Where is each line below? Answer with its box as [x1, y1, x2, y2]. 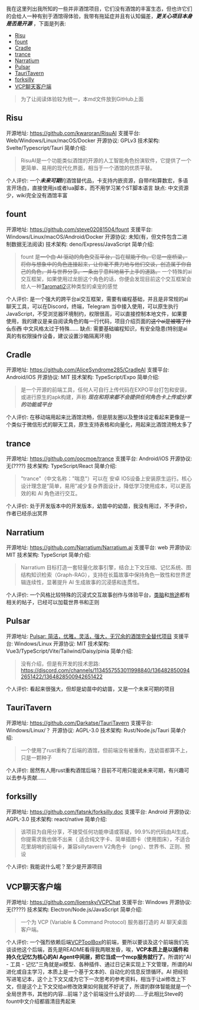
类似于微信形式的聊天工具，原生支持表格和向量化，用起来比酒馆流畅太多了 [11, 421, 193, 428]
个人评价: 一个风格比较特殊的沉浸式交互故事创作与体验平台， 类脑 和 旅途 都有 [6, 591, 190, 598]
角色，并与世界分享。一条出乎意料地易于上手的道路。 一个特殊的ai [31, 268, 192, 275]
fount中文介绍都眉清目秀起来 [6, 998, 76, 1005]
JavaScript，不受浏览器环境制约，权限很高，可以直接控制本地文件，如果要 [6, 310, 188, 317]
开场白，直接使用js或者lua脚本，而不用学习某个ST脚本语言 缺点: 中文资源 [11, 184, 189, 191]
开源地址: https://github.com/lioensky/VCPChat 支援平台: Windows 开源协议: [6, 899, 192, 906]
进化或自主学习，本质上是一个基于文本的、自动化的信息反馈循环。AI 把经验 [6, 968, 189, 976]
